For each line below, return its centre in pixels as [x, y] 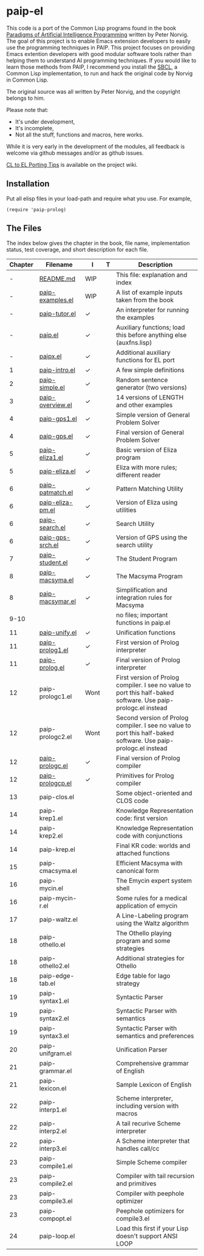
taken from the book [145, 300]
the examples [135, 317]
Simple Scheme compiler [152, 1162]
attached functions [143, 853]
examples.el [56, 300]
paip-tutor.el [57, 314]
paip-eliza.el [57, 471]
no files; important [142, 615]
